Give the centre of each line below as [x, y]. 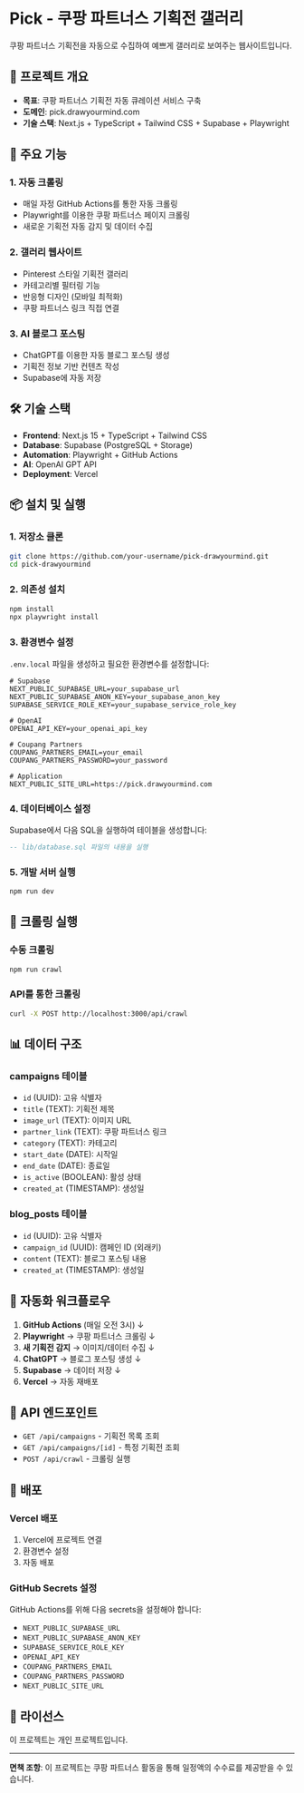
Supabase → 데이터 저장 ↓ [72, 1369]
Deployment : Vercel [60, 473]
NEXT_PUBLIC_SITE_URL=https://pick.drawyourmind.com [111, 784]
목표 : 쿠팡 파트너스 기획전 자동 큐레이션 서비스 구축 [112, 100]
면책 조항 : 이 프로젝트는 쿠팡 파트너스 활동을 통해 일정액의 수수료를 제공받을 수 [147, 1768]
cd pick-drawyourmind [50, 565]
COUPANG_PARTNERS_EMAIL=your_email [76, 752]
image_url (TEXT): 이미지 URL [77, 1120]
